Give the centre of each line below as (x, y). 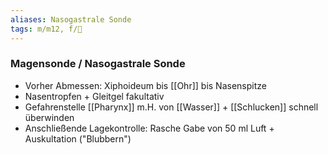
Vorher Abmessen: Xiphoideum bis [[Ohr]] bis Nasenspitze (145, 85)
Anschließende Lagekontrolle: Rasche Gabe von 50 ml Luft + (149, 128)
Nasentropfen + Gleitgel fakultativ (94, 96)
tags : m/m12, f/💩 (46, 29)
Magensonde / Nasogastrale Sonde (98, 64)
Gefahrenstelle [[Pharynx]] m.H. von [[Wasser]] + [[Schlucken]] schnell (171, 107)
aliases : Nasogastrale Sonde (71, 19)
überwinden (49, 117)
